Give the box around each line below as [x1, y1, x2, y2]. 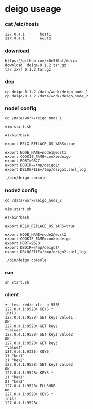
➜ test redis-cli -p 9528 [5, 302, 60, 308]
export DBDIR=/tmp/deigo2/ [5, 245, 60, 250]
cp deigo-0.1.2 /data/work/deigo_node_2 [5, 94, 89, 98]
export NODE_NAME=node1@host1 [5, 150, 67, 155]
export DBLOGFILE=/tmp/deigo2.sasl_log [5, 249, 86, 254]
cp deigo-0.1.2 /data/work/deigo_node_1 [5, 89, 89, 95]
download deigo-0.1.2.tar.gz [5, 62, 67, 68]
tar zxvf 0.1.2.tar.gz [5, 67, 51, 72]
